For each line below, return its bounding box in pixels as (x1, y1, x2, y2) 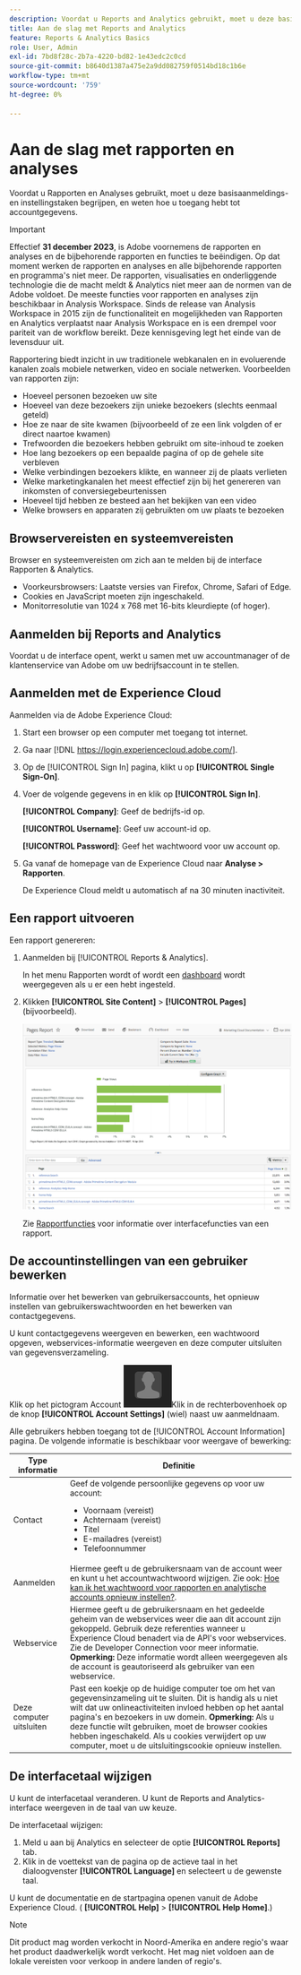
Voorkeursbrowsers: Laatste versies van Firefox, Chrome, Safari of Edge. (21, 582, 292, 592)
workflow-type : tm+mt (9, 72, 90, 81)
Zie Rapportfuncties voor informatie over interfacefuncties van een (21, 1219, 269, 1229)
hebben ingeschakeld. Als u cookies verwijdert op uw (70, 1730, 267, 1742)
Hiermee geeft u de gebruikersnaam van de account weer (70, 1563, 282, 1574)
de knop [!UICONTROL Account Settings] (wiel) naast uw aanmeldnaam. (9, 1408, 279, 1419)
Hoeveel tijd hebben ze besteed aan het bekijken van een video (21, 496, 257, 506)
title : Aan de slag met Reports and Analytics (9, 23, 186, 33)
